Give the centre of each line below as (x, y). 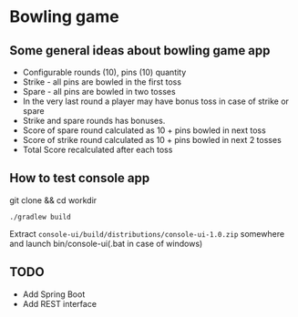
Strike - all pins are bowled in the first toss (102, 82)
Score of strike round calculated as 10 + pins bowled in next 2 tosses (152, 140)
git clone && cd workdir (53, 200)
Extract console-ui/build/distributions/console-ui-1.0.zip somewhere (147, 233)
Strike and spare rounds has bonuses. (94, 121)
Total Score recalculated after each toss (98, 149)
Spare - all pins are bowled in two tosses (99, 92)
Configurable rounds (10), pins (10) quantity (104, 72)
